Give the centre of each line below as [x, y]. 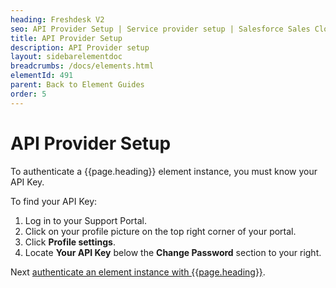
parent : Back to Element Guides [77, 85]
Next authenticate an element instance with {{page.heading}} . [138, 272]
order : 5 [28, 94]
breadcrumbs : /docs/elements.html [82, 66]
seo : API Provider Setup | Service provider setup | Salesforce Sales [160, 29]
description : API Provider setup [80, 47]
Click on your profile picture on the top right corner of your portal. [160, 231]
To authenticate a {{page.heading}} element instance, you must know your [164, 171]
